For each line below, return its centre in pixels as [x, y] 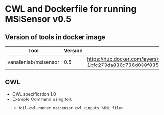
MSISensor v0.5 [38, 19]
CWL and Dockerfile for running [71, 9]
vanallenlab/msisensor [33, 62]
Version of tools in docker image [55, 37]
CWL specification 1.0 [34, 94]
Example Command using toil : [42, 99]
